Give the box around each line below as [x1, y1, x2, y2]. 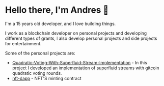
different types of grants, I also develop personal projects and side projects [5, 35, 157, 41]
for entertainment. [5, 40, 42, 46]
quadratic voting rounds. [12, 70, 62, 76]
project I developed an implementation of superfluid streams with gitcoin [12, 65, 160, 71]
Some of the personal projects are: [5, 50, 75, 56]
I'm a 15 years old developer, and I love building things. [5, 21, 116, 27]
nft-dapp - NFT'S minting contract [12, 75, 82, 81]
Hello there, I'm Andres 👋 [5, 4, 109, 16]
